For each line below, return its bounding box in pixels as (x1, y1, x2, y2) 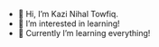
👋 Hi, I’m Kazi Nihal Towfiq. (17, 9, 119, 19)
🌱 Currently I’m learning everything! (17, 28, 151, 38)
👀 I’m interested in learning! (17, 18, 120, 29)
